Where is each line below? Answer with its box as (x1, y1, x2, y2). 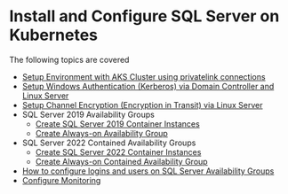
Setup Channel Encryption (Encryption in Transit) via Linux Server (21, 99, 263, 110)
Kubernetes (9, 25, 99, 45)
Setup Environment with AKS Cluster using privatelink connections (21, 71, 266, 81)
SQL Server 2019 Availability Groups (21, 109, 156, 120)
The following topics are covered (9, 54, 130, 65)
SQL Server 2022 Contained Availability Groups (21, 137, 196, 148)
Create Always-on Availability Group (35, 128, 169, 138)
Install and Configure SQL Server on (9, 6, 280, 27)
